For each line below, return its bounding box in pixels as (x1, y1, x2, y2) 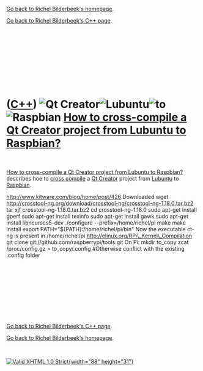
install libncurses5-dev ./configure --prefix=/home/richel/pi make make (6, 219, 186, 226)
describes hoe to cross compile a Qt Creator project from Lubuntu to (6, 175, 179, 182)
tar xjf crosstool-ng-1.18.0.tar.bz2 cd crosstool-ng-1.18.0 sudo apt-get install (6, 206, 197, 213)
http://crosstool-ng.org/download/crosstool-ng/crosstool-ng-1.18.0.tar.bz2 (6, 200, 194, 207)
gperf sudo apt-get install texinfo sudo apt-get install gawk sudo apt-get (6, 212, 188, 220)
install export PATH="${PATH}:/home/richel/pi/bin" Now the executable (6, 225, 186, 232)
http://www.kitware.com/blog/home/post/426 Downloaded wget (6, 193, 169, 200)
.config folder (6, 251, 41, 259)
